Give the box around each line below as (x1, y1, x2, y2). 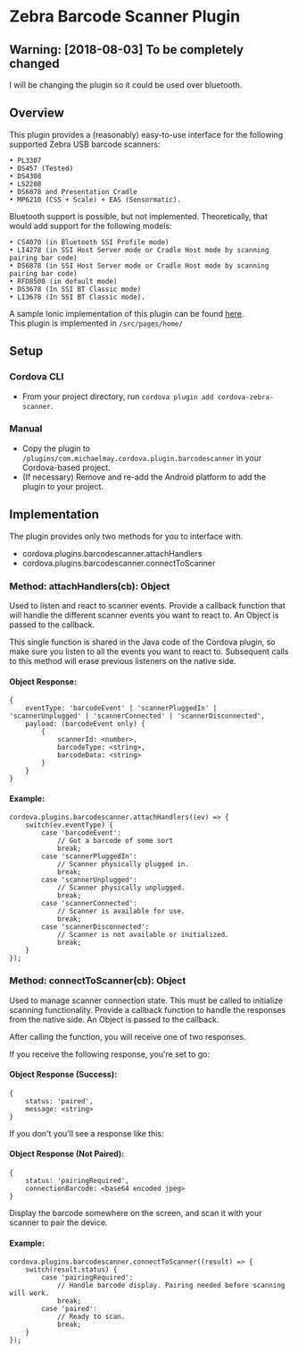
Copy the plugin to (21, 443, 91, 454)
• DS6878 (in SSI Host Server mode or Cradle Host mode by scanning (9, 261, 269, 270)
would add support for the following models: (9, 220, 172, 231)
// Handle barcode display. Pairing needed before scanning (56, 1281, 286, 1290)
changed (9, 55, 60, 71)
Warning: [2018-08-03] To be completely (9, 42, 244, 57)
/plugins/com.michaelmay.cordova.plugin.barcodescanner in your (21, 452, 262, 463)
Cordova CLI (9, 370, 64, 383)
